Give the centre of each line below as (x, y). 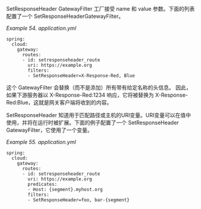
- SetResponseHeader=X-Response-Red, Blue (81, 76)
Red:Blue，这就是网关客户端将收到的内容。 (59, 102)
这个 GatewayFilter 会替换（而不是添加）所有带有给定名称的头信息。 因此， (99, 87)
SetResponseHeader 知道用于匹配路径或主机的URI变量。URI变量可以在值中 (99, 115)
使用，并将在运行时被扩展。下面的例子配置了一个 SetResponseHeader (93, 122)
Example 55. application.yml (41, 142)
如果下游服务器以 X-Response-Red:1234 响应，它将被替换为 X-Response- (97, 95)
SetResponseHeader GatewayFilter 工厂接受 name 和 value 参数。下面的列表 (100, 9)
